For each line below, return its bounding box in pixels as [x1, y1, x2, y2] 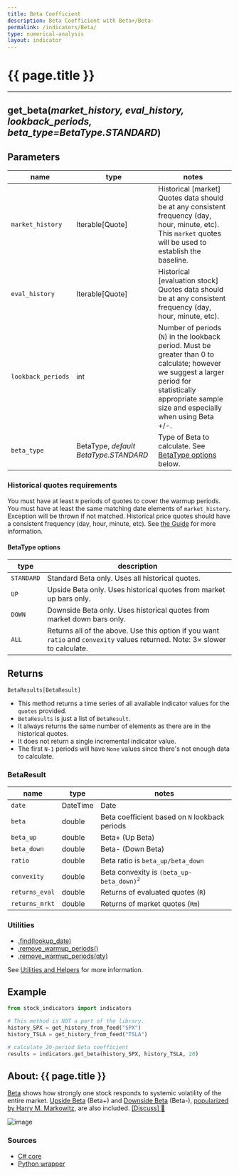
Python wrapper [17, 1159, 65, 1168]
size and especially [158, 403, 222, 413]
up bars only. [47, 594, 91, 604]
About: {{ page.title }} [7, 1070, 107, 1082]
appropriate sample [158, 394, 224, 404]
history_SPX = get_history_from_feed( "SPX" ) [7, 1024, 142, 1032]
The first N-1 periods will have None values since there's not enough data [17, 744, 230, 753]
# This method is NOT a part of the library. [7, 1018, 144, 1025]
